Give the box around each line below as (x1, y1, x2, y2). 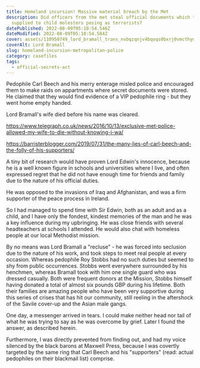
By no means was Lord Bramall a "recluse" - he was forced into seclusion (6, 244, 186, 251)
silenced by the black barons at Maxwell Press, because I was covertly (6, 342, 180, 350)
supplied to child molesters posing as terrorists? (11, 20, 143, 26)
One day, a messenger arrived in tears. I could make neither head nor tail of (6, 312, 192, 319)
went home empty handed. (6, 99, 73, 107)
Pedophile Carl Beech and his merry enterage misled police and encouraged (6, 80, 194, 88)
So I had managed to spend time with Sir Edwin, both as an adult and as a (6, 207, 187, 214)
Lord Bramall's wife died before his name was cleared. (6, 111, 140, 118)
